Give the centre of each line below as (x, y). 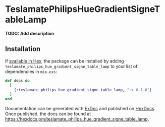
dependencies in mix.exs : (31, 71)
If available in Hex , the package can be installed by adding (65, 61)
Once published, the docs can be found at (48, 114)
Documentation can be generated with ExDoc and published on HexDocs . (80, 109)
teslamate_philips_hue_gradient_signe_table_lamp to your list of (71, 66)
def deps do (17, 80)
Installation (23, 49)
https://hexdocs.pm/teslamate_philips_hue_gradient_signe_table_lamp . (77, 119)
